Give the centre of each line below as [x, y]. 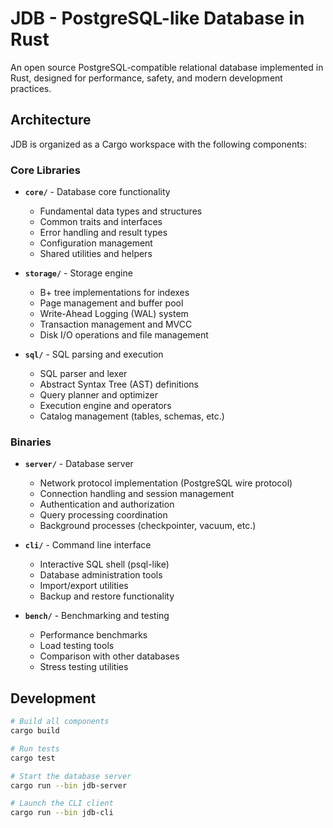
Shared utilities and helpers [96, 254]
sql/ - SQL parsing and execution [94, 354]
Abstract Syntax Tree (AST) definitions [119, 384]
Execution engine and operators [105, 406]
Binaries [31, 442]
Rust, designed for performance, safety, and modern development [146, 78]
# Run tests [35, 748]
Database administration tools [101, 575]
